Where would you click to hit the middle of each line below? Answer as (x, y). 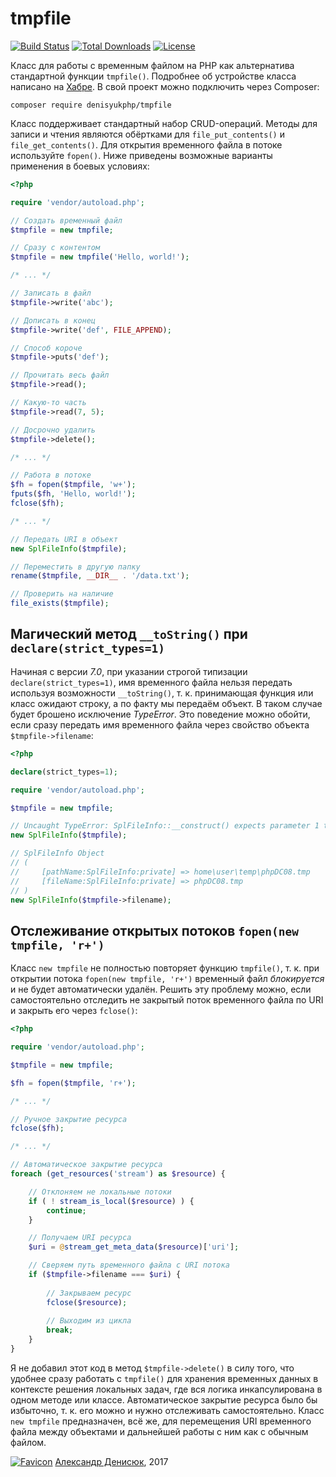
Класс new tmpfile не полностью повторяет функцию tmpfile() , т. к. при (165, 968)
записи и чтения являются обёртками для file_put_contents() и (147, 134)
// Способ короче (46, 348)
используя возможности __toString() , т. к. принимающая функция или (162, 693)
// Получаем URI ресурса (80, 1238)
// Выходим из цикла (89, 1321)
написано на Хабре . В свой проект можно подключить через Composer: (165, 86)
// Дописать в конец (53, 320)
